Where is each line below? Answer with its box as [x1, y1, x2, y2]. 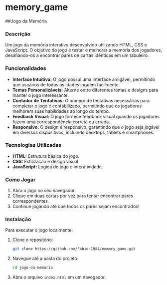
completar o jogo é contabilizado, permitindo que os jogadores [12, 103, 142, 109]
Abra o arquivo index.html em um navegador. [12, 274, 106, 281]
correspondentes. [12, 198, 49, 204]
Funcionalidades [5, 65, 46, 72]
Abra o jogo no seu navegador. [12, 188, 76, 194]
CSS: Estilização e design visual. [12, 158, 80, 164]
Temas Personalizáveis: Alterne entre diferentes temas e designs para [12, 87, 159, 93]
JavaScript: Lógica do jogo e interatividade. [12, 164, 103, 170]
